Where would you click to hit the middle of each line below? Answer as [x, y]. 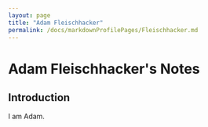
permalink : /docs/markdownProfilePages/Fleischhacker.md [103, 30]
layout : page [29, 15]
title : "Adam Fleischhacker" [56, 23]
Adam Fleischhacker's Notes [104, 69]
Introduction [39, 98]
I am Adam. [27, 116]
